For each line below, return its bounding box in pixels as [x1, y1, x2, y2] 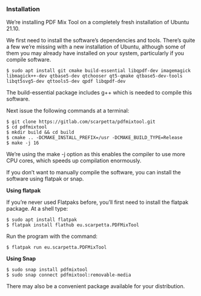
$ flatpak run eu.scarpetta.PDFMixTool [6, 245, 107, 251]
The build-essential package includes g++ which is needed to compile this [6, 89, 193, 96]
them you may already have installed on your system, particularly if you [6, 50, 185, 57]
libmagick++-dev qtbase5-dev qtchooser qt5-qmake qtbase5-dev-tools [6, 73, 183, 79]
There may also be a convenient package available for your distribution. [6, 283, 185, 290]
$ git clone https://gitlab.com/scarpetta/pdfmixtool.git [6, 119, 156, 125]
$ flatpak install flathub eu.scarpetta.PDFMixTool [6, 222, 139, 228]
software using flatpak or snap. [6, 175, 84, 183]
